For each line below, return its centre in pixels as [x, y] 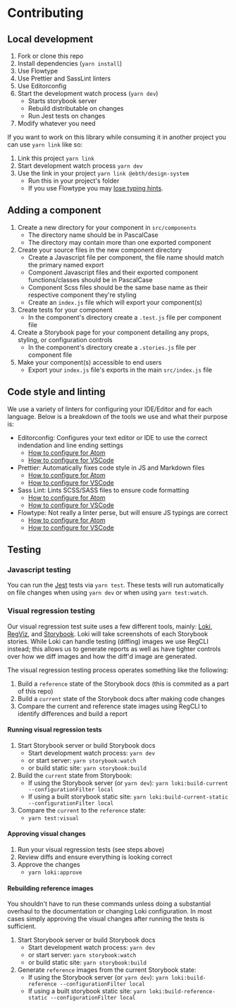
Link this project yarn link [56, 158]
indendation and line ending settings [70, 445]
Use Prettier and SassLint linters [64, 78]
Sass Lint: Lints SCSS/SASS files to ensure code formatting [103, 490]
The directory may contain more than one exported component [119, 242]
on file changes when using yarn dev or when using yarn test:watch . [108, 593]
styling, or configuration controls [65, 339]
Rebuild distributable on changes [76, 108]
